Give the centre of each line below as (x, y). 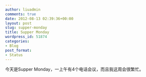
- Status (14, 55)
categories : (17, 41)
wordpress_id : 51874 (26, 37)
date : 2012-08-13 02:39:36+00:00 (39, 19)
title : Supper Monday (27, 32)
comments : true (21, 14)
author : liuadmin (23, 10)
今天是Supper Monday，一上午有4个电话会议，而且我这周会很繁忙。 (74, 69)
